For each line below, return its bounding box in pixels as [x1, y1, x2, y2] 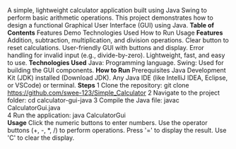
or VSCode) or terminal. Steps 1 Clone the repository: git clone [7, 81, 189, 89]
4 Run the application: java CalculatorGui [7, 111, 126, 119]
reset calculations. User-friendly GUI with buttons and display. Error [7, 44, 205, 52]
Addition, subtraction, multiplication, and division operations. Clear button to [7, 36, 230, 44]
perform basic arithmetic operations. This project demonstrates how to [7, 13, 213, 22]
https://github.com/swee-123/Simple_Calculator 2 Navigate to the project [7, 88, 220, 97]
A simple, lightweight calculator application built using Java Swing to [7, 6, 207, 14]
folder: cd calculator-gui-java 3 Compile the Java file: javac [7, 96, 180, 105]
